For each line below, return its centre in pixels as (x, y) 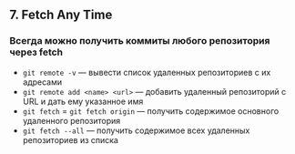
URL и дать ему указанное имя (83, 101)
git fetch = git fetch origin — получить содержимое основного (151, 111)
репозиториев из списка (70, 139)
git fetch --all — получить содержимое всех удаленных (136, 130)
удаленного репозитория (71, 120)
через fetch (36, 52)
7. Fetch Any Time (61, 15)
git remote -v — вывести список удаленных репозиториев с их (147, 72)
